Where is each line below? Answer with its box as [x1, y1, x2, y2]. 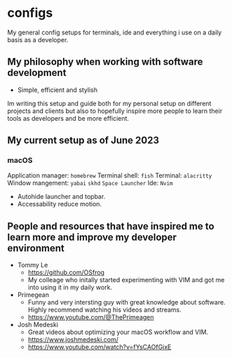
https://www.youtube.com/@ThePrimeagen [27, 313, 154, 321]
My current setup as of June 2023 [7, 135, 160, 147]
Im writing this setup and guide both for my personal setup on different [7, 99, 212, 107]
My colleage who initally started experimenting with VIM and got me [27, 276, 225, 284]
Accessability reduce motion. [17, 200, 102, 208]
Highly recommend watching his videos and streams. [27, 305, 182, 314]
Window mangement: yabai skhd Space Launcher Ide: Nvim [7, 179, 173, 187]
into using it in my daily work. [27, 283, 113, 292]
